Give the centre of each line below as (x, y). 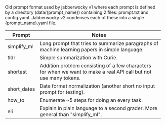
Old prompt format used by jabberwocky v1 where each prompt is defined (80, 7)
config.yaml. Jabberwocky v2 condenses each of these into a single (75, 18)
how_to (16, 100)
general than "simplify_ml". (71, 114)
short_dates (21, 89)
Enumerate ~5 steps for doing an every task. (91, 100)
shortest (17, 72)
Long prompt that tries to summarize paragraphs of (99, 43)
